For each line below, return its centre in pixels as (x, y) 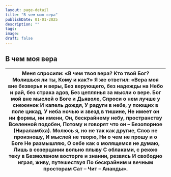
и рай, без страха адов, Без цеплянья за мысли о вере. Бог (85, 92)
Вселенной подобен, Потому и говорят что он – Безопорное (85, 124)
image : (12, 34)
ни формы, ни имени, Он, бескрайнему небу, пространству (85, 117)
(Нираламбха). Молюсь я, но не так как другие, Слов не (85, 130)
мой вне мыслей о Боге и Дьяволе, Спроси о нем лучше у (85, 99)
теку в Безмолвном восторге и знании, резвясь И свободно (85, 156)
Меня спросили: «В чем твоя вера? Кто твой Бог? (85, 73)
